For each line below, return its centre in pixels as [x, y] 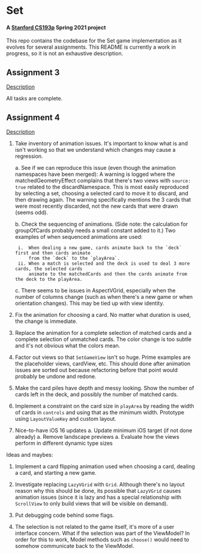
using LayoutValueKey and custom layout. [66, 419]
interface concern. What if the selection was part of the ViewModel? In [102, 533]
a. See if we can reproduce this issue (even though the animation [95, 168]
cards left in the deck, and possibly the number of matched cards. [96, 394]
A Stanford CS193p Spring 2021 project [56, 27]
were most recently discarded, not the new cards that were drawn [96, 206]
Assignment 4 [33, 117]
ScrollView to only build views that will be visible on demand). [91, 504]
